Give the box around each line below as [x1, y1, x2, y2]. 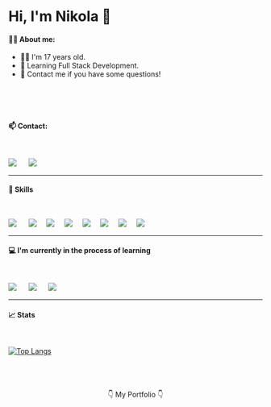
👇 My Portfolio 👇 [107, 390, 164, 400]
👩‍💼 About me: [8, 34, 56, 44]
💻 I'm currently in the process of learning [8, 246, 151, 255]
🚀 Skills [8, 185, 34, 194]
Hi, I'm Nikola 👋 [8, 7, 111, 26]
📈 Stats [8, 309, 35, 319]
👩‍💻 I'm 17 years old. [19, 52, 86, 62]
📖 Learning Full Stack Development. [19, 60, 140, 71]
